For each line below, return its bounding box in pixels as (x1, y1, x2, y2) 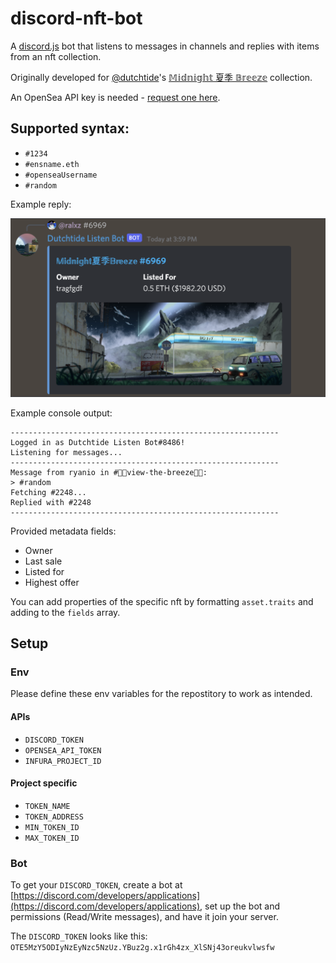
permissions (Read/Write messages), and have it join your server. (10, 911, 279, 923)
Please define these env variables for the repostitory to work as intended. (10, 688, 313, 700)
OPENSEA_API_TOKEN (24, 745, 102, 756)
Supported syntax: (10, 120, 130, 137)
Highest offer (24, 576, 80, 588)
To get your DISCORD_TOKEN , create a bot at (10, 879, 183, 891)
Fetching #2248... (10, 487, 87, 497)
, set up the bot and (199, 900, 281, 912)
